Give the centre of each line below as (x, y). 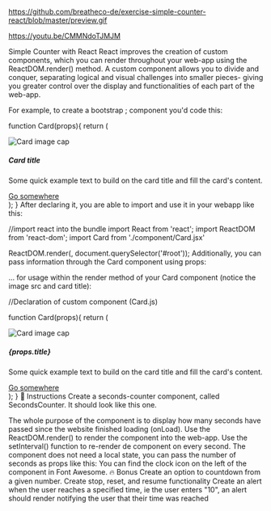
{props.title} (30, 352)
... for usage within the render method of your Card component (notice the (132, 277)
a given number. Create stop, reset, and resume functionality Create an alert (135, 481)
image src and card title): (50, 285)
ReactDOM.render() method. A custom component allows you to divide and (134, 69)
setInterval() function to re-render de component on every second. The (127, 446)
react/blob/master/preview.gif (58, 20)
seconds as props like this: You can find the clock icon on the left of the (127, 463)
